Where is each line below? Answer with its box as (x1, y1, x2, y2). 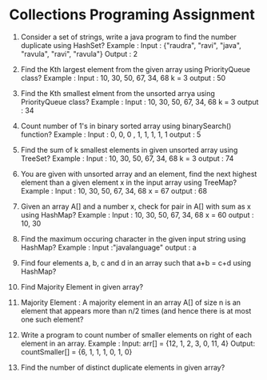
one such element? (20, 314, 84, 324)
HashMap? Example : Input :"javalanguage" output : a (20, 242, 197, 252)
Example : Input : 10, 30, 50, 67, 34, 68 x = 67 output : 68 (20, 186, 207, 195)
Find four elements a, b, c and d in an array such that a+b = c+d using (20, 258, 251, 267)
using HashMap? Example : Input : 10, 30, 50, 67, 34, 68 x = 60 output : (20, 210, 254, 219)
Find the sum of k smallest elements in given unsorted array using (20, 145, 238, 154)
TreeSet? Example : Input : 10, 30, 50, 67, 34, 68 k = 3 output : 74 (20, 154, 234, 163)
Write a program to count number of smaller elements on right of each (20, 330, 253, 339)
